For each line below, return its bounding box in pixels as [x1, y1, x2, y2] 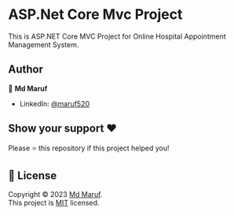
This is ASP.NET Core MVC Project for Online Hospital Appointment [8, 32, 226, 41]
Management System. [8, 39, 79, 49]
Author [8, 63, 43, 76]
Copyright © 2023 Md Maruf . [8, 190, 103, 199]
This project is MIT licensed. [8, 198, 100, 208]
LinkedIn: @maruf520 [19, 98, 90, 108]
